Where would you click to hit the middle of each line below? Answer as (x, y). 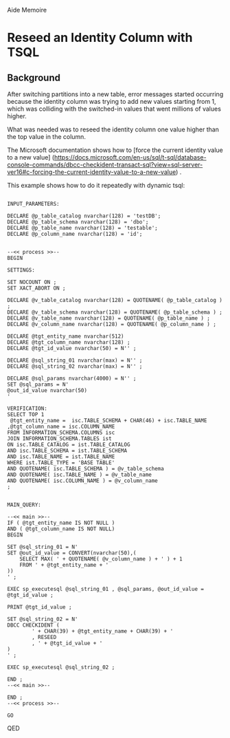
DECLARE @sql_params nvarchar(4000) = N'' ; (72, 378)
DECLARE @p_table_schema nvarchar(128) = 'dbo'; (78, 222)
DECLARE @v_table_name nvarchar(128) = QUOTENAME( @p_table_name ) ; (109, 318)
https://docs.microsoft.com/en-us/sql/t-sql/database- (130, 157)
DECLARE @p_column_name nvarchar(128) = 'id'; (75, 234)
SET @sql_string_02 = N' (43, 619)
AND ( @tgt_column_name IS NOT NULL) (61, 529)
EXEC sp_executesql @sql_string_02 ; (61, 667)
